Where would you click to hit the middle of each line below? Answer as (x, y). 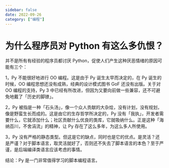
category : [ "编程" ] (25, 19)
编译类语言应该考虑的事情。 (56, 150)
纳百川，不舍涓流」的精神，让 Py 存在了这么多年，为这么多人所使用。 (77, 126)
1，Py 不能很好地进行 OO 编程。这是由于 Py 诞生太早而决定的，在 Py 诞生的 (83, 78)
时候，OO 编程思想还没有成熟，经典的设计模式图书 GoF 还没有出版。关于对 (83, 84)
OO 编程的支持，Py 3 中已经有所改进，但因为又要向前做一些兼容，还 (76, 90)
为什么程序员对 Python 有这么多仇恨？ (84, 46)
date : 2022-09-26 (23, 15)
